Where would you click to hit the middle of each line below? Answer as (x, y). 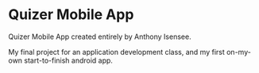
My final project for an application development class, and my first (116, 52)
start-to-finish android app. (68, 60)
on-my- (239, 52)
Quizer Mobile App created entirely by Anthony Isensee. (100, 36)
